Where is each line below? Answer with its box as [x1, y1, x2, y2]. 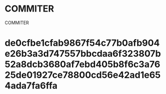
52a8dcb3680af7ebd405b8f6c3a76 [5, 59, 160, 70]
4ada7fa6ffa [5, 80, 58, 91]
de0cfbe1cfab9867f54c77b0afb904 [5, 37, 160, 49]
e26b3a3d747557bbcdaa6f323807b [5, 48, 161, 59]
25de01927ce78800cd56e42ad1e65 [5, 69, 161, 81]
